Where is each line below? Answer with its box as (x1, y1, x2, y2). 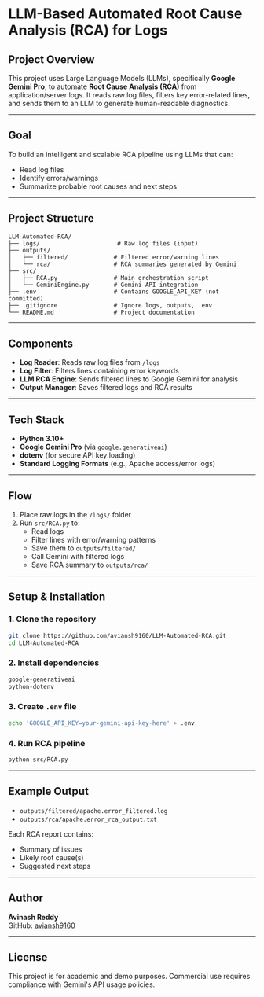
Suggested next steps (19, 861, 91, 870)
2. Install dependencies (8, 657, 100, 668)
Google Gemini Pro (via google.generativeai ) (19, 442, 167, 452)
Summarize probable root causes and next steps (19, 182, 178, 191)
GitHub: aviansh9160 (8, 921, 76, 930)
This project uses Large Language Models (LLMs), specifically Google (8, 74, 236, 83)
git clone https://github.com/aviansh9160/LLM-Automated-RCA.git (8, 631, 226, 639)
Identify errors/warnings (19, 173, 99, 182)
